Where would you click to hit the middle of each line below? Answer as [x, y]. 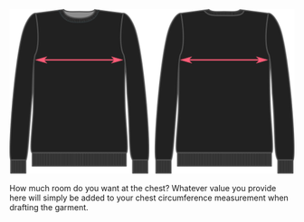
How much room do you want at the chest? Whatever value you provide [143, 188]
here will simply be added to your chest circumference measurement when [149, 198]
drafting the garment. [49, 207]
